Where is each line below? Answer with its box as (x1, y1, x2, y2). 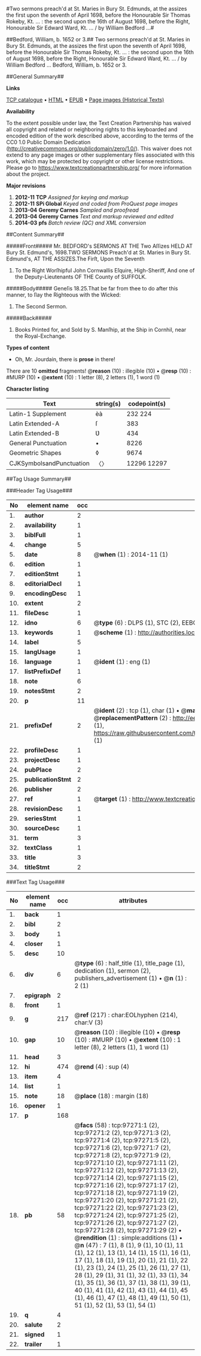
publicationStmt (25, 775, 72, 784)
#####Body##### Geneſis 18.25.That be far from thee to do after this (6, 285, 178, 292)
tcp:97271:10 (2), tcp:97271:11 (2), (74, 1159, 179, 1166)
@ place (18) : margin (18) (74, 1092, 149, 1100)
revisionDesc (25, 805, 63, 812)
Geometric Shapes (9, 449, 62, 457)
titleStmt (25, 863, 50, 871)
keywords (25, 628, 54, 637)
